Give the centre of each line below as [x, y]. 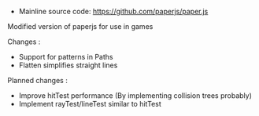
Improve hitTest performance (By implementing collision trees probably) [135, 96]
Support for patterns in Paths [66, 57]
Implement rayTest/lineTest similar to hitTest [90, 104]
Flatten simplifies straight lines [68, 65]
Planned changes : [37, 80]
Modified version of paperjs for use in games [80, 26]
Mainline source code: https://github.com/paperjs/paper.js [113, 11]
